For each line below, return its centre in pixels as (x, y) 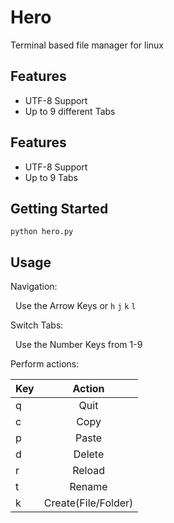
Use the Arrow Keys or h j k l (75, 306)
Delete (89, 454)
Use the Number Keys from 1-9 (78, 345)
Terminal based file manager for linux (87, 45)
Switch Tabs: (37, 325)
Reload (88, 471)
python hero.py (42, 232)
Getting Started (59, 208)
